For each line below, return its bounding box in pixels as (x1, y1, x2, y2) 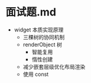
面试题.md (5, 5, 57, 19)
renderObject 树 (22, 41, 63, 48)
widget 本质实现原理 (14, 26, 64, 33)
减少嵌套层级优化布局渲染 (22, 63, 86, 70)
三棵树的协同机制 (22, 33, 65, 40)
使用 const (22, 71, 49, 78)
